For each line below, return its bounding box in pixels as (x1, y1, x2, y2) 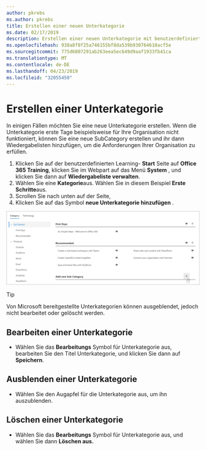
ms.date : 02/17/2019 (6, 29, 59, 36)
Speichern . (15, 356, 44, 364)
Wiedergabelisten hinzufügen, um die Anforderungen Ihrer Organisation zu (6, 142, 196, 149)
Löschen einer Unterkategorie (6, 414, 124, 425)
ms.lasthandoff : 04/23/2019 (6, 68, 78, 74)
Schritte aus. (15, 186, 47, 193)
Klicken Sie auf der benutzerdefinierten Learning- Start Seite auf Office (15, 160, 197, 167)
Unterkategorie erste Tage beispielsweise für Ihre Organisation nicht (6, 129, 179, 136)
